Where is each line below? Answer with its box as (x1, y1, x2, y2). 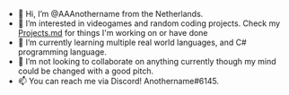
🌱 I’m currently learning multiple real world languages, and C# (17, 37, 247, 47)
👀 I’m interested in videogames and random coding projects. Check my (17, 18, 281, 29)
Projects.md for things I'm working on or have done (17, 28, 208, 38)
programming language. (17, 47, 108, 57)
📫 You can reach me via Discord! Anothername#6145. (17, 76, 220, 86)
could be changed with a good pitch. (17, 65, 154, 76)
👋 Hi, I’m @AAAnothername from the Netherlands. (17, 9, 204, 19)
